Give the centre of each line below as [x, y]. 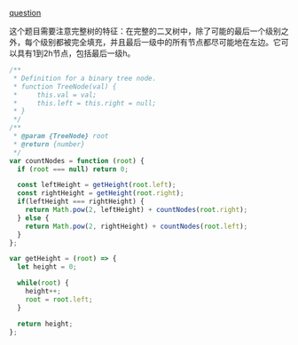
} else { [33, 218]
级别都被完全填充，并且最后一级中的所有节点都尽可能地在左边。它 [160, 42]
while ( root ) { [43, 283]
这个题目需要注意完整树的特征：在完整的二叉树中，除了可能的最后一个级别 [145, 31]
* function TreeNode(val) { [65, 86]
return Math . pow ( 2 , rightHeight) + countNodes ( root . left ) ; [137, 226]
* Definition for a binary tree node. [85, 78]
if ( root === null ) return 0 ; [73, 169]
